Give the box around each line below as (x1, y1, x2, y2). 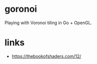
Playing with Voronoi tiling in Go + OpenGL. (4, 20, 92, 26)
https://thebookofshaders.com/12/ (11, 53, 82, 59)
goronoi (4, 3, 37, 15)
